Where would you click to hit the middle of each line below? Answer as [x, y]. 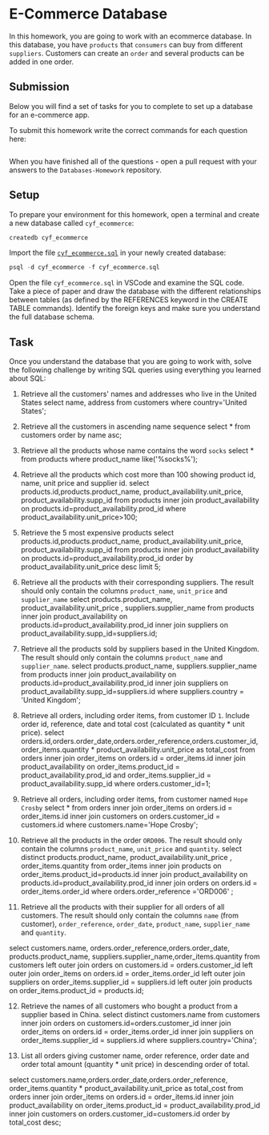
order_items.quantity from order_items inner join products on [121, 866]
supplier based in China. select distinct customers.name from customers [141, 1015]
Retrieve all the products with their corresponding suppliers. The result [137, 583]
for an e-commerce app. [50, 115]
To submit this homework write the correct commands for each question [128, 130]
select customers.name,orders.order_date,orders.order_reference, [118, 1080]
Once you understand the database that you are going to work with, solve [130, 362]
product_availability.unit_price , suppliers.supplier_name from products [137, 608]
